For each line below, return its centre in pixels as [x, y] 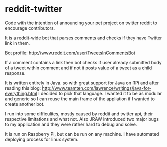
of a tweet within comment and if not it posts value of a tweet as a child [79, 68]
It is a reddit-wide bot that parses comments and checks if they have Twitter [83, 38]
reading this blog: [23, 88]
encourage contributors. [30, 28]
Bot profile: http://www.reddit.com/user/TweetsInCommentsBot [70, 53]
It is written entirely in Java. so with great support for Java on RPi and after [82, 83]
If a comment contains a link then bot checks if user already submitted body [83, 62]
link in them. [18, 43]
